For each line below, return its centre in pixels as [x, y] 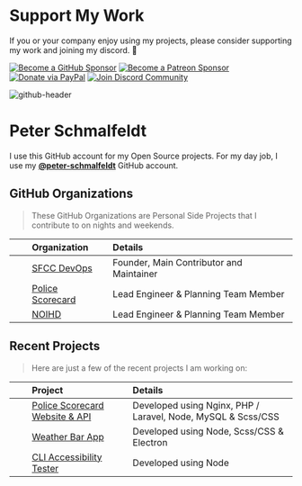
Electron [150, 442]
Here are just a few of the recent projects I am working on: [139, 368]
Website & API [62, 417]
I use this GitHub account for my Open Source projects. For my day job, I [144, 156]
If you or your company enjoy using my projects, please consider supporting [151, 40]
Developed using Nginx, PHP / [196, 405]
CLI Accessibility [67, 457]
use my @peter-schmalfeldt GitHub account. [94, 165]
